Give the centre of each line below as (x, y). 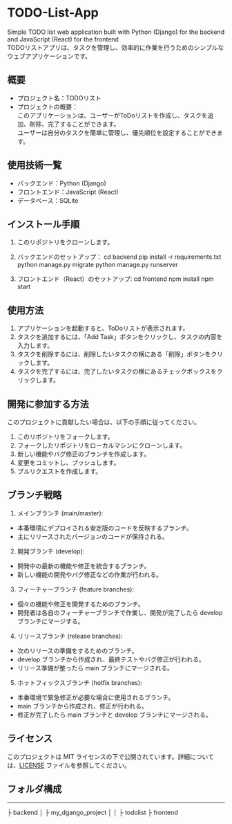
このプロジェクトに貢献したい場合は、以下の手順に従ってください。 (104, 422)
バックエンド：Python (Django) (62, 183)
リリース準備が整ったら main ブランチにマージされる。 (95, 668)
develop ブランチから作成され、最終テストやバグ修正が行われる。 (111, 659)
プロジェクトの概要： (47, 107)
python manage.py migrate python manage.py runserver (97, 265)
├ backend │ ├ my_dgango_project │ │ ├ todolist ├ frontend (93, 813)
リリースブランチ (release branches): (70, 636)
